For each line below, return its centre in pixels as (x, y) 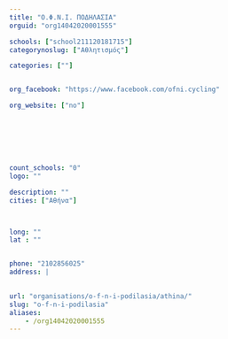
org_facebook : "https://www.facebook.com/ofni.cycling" (114, 89)
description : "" (39, 192)
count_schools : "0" (45, 168)
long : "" (25, 232)
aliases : (25, 312)
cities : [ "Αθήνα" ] (43, 200)
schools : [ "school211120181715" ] (71, 42)
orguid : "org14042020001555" (63, 26)
